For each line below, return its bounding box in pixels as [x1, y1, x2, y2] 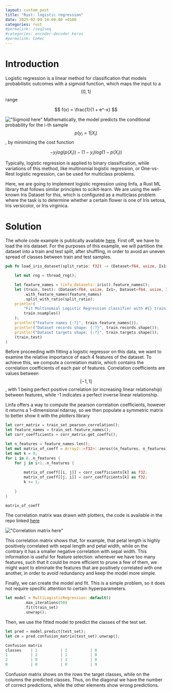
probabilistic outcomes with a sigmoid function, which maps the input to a [5, 80, 161, 87]
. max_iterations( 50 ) [24, 600, 68, 605]
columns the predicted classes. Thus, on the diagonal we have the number [5, 677, 163, 683]
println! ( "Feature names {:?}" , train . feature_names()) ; [14, 321, 139, 326]
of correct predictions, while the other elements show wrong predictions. [5, 682, 159, 688]
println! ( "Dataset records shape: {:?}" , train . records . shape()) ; [14, 325, 159, 330]
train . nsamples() [24, 311, 60, 316]
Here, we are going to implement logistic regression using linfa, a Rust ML [5, 181, 161, 187]
